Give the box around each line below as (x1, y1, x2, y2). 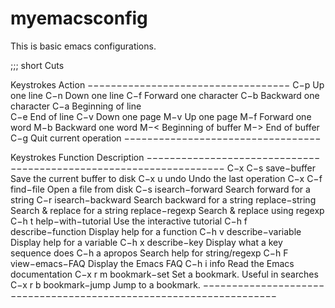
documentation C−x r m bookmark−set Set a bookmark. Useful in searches (10, 268, 319, 280)
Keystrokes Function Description (10, 151, 145, 163)
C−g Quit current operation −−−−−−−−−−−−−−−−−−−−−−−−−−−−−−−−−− (10, 132, 322, 144)
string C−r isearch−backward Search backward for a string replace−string (10, 193, 317, 206)
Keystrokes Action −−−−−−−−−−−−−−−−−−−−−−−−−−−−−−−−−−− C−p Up (10, 78, 325, 91)
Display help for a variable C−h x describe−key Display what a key (10, 236, 283, 248)
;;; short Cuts (10, 59, 65, 71)
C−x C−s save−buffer (226, 162, 316, 174)
